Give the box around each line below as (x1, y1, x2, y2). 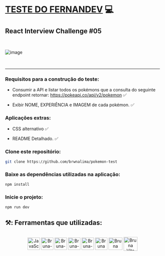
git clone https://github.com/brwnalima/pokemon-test (5, 159, 118, 164)
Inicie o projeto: (5, 194, 43, 200)
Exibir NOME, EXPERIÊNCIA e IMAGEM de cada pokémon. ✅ (12, 102, 135, 108)
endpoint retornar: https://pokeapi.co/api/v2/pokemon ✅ (12, 92, 127, 98)
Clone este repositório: (5, 148, 61, 155)
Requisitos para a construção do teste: (5, 76, 99, 83)
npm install (5, 182, 29, 187)
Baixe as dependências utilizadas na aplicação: (5, 171, 120, 177)
